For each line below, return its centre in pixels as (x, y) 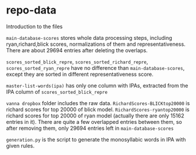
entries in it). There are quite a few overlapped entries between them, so (94, 122)
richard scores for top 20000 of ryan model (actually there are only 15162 (95, 116)
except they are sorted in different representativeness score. (80, 74)
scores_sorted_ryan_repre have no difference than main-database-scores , (95, 68)
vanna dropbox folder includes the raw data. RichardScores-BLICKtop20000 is (98, 103)
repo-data (31, 10)
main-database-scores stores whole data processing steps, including (89, 38)
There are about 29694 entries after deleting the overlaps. (77, 50)
